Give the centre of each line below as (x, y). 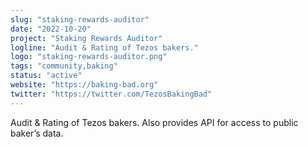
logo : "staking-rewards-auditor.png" (89, 57)
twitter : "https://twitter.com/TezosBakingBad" (111, 94)
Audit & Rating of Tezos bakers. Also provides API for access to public (154, 122)
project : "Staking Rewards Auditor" (86, 38)
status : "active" (46, 76)
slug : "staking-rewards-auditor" (80, 19)
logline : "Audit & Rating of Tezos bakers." (104, 47)
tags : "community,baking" (64, 66)
